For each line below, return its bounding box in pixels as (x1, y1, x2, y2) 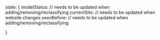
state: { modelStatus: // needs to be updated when (5, 4, 110, 10)
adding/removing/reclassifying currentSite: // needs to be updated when (5, 9, 155, 15)
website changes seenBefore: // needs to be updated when (5, 15, 128, 20)
